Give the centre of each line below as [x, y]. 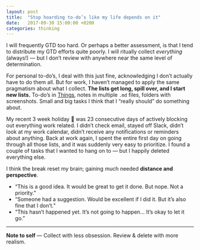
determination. [24, 64]
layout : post [22, 12]
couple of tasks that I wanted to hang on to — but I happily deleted [88, 151]
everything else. [26, 157]
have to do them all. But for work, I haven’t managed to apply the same [93, 82]
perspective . [22, 175]
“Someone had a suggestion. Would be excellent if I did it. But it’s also [100, 199]
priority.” [25, 193]
